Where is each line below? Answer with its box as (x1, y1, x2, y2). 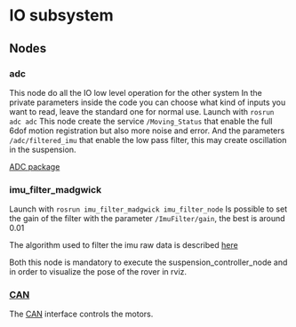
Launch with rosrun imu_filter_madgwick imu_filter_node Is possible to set (9, 203, 287, 214)
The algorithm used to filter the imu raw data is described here (9, 240, 238, 251)
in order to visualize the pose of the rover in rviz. (9, 267, 188, 277)
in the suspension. (9, 144, 77, 155)
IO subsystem (9, 5, 114, 26)
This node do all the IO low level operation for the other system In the (9, 87, 262, 98)
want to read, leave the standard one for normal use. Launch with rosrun (9, 106, 275, 116)
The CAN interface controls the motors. (9, 308, 154, 320)
